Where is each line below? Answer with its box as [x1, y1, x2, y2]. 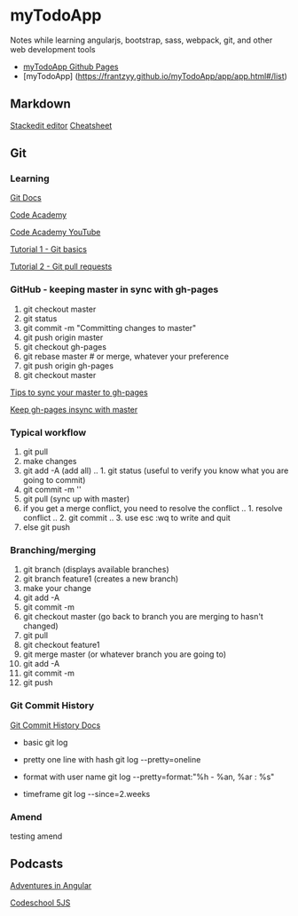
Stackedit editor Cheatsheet [10, 120, 113, 130]
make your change [22, 583, 92, 594]
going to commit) [22, 475, 86, 486]
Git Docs [10, 193, 43, 203]
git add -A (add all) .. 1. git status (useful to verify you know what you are [22, 465, 289, 476]
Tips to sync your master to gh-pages [10, 387, 149, 398]
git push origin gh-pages [22, 360, 114, 371]
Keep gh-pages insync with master [10, 404, 138, 415]
